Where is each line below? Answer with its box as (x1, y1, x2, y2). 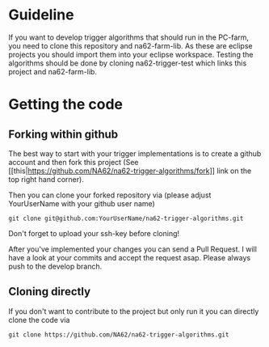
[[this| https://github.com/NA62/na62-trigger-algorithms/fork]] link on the (8, 166, 252, 176)
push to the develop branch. (8, 261, 103, 271)
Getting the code (8, 95, 124, 114)
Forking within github (8, 127, 119, 141)
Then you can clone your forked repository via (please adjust (8, 190, 212, 200)
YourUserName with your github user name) (8, 198, 155, 208)
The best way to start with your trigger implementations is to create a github (8, 148, 262, 159)
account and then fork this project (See (8, 157, 139, 167)
